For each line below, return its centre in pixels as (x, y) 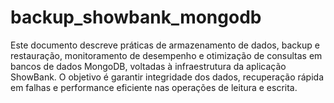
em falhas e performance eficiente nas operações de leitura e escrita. (154, 87)
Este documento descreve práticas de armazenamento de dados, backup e (165, 45)
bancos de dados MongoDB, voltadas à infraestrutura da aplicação (148, 66)
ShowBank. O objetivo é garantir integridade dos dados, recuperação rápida (167, 77)
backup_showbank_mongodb (136, 17)
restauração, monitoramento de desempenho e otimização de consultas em (166, 55)
